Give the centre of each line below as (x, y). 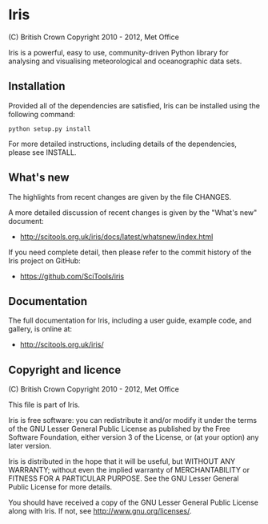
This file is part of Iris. (44, 405)
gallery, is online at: (40, 329)
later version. (30, 446)
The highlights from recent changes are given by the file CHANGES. (120, 197)
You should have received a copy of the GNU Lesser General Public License (133, 502)
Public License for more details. (60, 487)
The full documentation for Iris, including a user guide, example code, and (130, 321)
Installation (37, 86)
